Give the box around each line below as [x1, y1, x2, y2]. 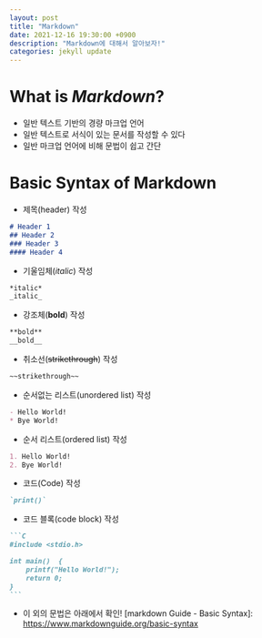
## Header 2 [9, 230, 55, 239]
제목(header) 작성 [22, 204, 87, 215]
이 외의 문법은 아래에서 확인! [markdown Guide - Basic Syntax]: [22, 608, 253, 619]
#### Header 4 [9, 248, 64, 257]
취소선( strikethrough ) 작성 [22, 354, 118, 364]
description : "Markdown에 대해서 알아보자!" [9, 38, 166, 48]
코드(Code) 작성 [22, 478, 81, 489]
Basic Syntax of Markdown [9, 173, 217, 194]
